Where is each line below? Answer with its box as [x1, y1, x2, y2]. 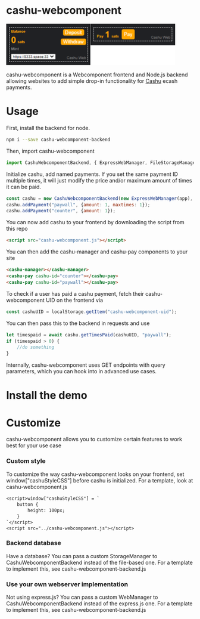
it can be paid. [6, 183, 42, 190]
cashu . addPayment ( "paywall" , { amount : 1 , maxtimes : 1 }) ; [6, 202, 151, 208]
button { [17, 502, 39, 507]
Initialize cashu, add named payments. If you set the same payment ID [6, 171, 179, 178]
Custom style [6, 457, 46, 465]
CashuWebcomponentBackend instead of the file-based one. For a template [6, 559, 193, 566]
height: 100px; [27, 507, 65, 513]
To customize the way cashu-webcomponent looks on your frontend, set [6, 471, 185, 478]
